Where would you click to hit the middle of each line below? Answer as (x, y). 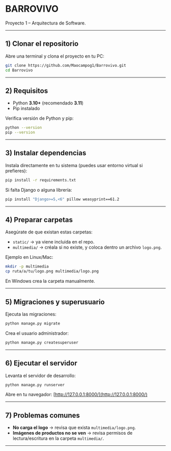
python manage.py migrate (33, 324)
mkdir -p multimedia (27, 267)
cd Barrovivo (19, 70)
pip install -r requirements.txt (41, 180)
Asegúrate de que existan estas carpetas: (49, 232)
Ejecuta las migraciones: (31, 314)
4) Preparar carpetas (39, 220)
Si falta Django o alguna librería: (39, 190)
